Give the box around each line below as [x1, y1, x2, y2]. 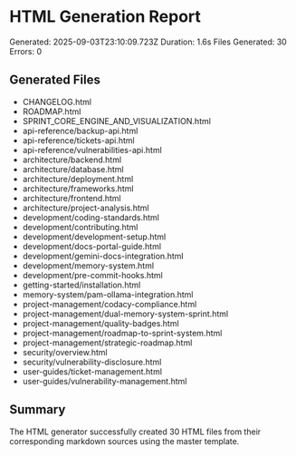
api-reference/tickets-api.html [22, 134, 136, 146]
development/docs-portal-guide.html [22, 240, 161, 251]
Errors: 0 [9, 45, 43, 56]
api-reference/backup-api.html [22, 125, 138, 136]
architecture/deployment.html [22, 173, 134, 184]
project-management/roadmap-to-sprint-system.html [22, 327, 223, 338]
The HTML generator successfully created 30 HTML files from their [9, 426, 262, 437]
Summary [9, 402, 66, 418]
